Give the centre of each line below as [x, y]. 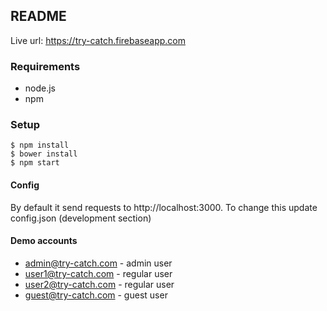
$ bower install [44, 154]
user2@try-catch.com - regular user [99, 284]
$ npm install [40, 145]
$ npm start [35, 163]
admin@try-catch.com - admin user [98, 263]
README [38, 16]
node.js [40, 88]
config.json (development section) [81, 218]
